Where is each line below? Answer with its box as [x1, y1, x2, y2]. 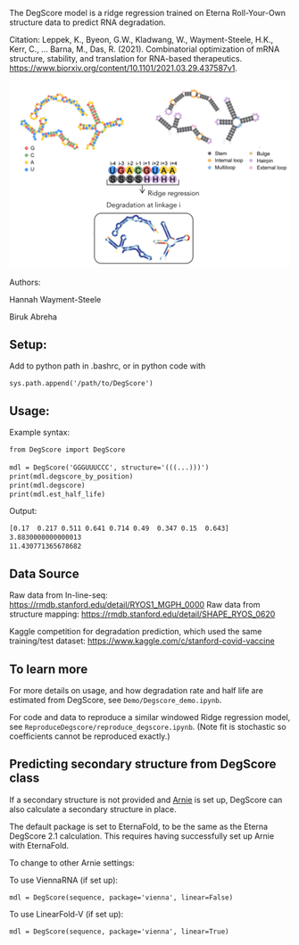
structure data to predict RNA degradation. [9, 17, 167, 28]
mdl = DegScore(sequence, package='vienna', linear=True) [9, 927, 229, 936]
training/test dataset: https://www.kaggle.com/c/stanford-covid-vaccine [9, 635, 275, 646]
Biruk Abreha [9, 311, 58, 322]
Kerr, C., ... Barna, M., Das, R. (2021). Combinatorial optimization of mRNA [9, 44, 280, 54]
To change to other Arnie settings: [9, 857, 136, 868]
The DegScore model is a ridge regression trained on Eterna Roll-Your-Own [9, 8, 287, 18]
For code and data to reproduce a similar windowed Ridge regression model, [9, 711, 291, 722]
